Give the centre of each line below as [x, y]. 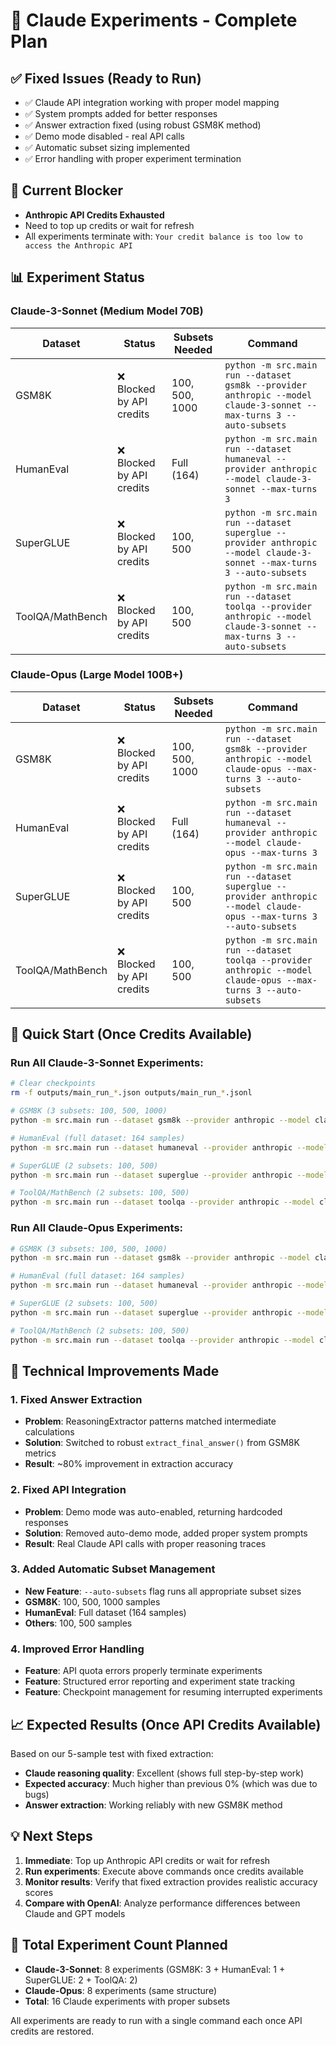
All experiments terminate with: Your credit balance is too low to [164, 236]
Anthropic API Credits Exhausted [94, 215]
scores [39, 1892]
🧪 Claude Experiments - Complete [154, 20]
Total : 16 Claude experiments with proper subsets [127, 2001]
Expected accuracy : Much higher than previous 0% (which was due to [171, 1783]
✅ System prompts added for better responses [121, 113]
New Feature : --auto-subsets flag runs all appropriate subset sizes [163, 1591]
